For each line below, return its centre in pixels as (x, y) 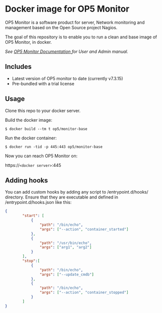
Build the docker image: (29, 120)
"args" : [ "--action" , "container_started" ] (84, 229)
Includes (18, 67)
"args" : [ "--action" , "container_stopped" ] (84, 293)
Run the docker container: (31, 138)
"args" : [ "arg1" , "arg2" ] (66, 247)
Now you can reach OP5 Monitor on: (41, 156)
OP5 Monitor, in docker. (29, 42)
